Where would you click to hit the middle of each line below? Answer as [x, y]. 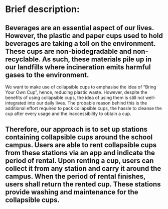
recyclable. [23, 59]
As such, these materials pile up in [97, 59]
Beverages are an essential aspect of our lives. [80, 28]
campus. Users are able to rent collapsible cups [81, 145]
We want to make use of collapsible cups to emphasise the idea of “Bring [81, 87]
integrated [16, 103]
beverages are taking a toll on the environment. [80, 43]
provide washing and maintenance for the [72, 192]
